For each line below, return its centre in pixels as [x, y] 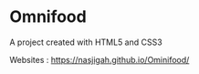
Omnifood [48, 17]
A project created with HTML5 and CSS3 [86, 42]
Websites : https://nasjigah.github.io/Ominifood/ [99, 59]
